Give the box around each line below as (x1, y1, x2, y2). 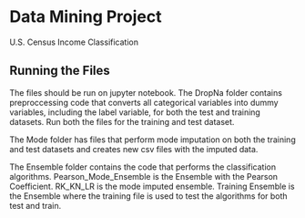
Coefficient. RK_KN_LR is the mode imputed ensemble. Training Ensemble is (9, 181, 295, 192)
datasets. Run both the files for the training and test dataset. (9, 116, 235, 127)
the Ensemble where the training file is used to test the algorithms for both (9, 190, 289, 202)
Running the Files (9, 63, 111, 78)
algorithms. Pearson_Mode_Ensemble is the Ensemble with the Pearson (9, 171, 279, 182)
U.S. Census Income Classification (9, 36, 139, 47)
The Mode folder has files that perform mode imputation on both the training (9, 134, 296, 145)
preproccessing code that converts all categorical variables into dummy (9, 97, 280, 108)
